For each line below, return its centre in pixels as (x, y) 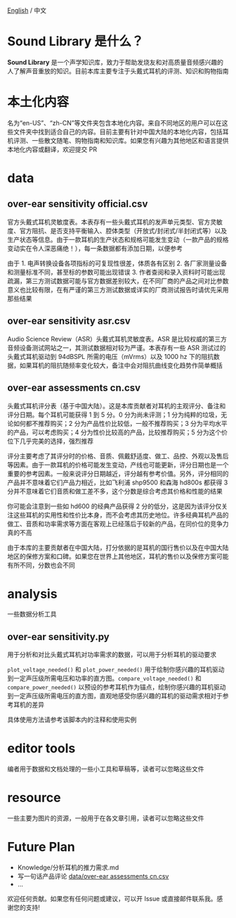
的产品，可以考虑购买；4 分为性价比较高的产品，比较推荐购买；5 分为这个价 (118, 432)
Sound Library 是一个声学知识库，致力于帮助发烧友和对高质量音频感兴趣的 (115, 62)
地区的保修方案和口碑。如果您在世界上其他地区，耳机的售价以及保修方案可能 (118, 556)
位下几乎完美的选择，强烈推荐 (50, 441)
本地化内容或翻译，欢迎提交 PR (52, 149)
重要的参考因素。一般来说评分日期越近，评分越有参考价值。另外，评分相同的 (118, 473)
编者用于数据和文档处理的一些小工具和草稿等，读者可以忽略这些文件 (106, 769)
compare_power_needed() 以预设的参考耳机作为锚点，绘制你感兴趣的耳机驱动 (117, 687)
